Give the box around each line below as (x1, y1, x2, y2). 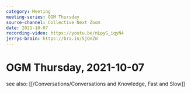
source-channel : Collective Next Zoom (6, 19, 100, 25)
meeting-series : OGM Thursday (6, 14, 80, 20)
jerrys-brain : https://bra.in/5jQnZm (6, 36, 98, 42)
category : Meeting (6, 8, 51, 15)
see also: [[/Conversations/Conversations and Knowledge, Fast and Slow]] (6, 80, 186, 87)
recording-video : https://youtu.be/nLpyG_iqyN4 (6, 30, 124, 36)
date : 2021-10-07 (6, 25, 48, 31)
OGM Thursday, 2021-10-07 (6, 61, 145, 74)
